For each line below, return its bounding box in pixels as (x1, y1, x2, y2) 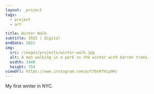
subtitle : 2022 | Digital (5, 36, 60, 41)
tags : (5, 12, 17, 17)
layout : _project (5, 7, 42, 13)
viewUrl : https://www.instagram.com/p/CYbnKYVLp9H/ (5, 69, 118, 74)
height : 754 (10, 64, 36, 69)
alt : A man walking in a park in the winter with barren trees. (10, 55, 150, 60)
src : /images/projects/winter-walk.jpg (10, 50, 95, 55)
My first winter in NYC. (5, 83, 53, 89)
